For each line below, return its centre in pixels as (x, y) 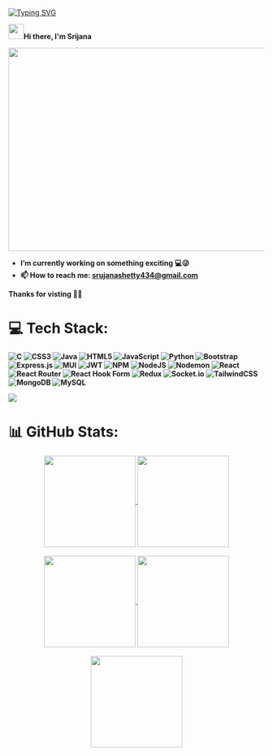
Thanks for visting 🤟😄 (45, 294)
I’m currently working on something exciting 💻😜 (105, 263)
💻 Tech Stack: (58, 328)
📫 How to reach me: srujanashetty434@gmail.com (109, 275)
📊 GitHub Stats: (64, 432)
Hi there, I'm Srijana (58, 36)
